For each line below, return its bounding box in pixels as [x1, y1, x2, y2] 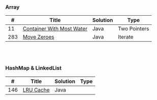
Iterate [117, 34, 134, 41]
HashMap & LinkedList [5, 64, 62, 72]
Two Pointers [117, 25, 149, 32]
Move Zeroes [22, 34, 54, 41]
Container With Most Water [22, 25, 88, 32]
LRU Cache [22, 86, 50, 93]
